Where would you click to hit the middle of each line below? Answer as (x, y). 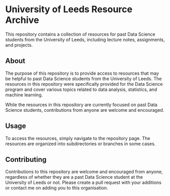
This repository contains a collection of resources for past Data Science (80, 34)
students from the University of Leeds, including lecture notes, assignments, (85, 40)
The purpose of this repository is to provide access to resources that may (82, 73)
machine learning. (24, 94)
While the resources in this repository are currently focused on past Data (81, 105)
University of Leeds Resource (69, 9)
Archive (22, 20)
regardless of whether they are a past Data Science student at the (74, 177)
